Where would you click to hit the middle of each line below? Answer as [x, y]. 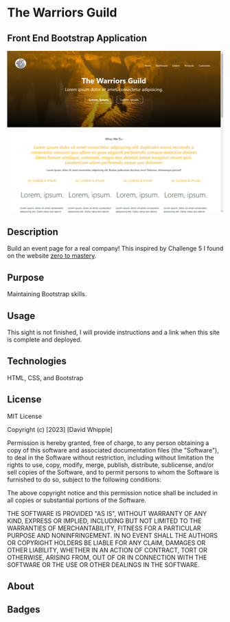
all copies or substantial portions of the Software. [77, 500]
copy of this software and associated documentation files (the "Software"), [113, 450]
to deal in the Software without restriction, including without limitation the [111, 457]
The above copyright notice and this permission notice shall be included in [112, 493]
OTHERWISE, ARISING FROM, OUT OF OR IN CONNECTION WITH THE [107, 557]
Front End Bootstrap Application [77, 38]
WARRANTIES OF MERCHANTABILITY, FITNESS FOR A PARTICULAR [104, 528]
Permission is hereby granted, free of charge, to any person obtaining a [108, 443]
